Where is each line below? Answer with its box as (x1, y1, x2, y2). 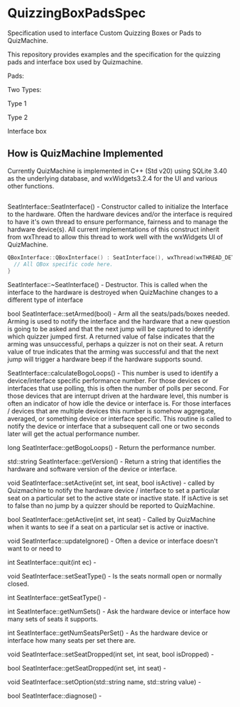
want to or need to (7, 544, 62, 553)
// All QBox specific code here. (14, 261, 114, 269)
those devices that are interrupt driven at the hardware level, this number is (7, 391, 229, 400)
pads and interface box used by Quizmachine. (7, 57, 143, 66)
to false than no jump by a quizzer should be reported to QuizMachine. (7, 501, 216, 510)
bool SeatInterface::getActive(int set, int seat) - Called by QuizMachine (7, 515, 216, 523)
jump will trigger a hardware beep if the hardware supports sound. (7, 355, 203, 363)
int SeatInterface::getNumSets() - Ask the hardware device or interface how (7, 607, 231, 616)
